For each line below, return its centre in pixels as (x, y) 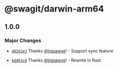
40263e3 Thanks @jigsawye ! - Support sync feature (62, 51)
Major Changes (23, 41)
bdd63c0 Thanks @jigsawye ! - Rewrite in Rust (56, 60)
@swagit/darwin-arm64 (54, 9)
